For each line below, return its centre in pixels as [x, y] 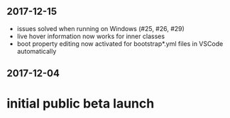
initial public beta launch [81, 104]
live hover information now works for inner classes [91, 36]
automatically [37, 51]
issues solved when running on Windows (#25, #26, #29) [101, 28]
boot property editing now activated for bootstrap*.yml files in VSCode [120, 43]
